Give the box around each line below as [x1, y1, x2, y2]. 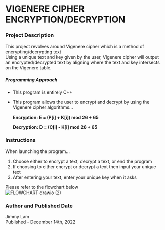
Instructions [5, 137, 36, 144]
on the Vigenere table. [5, 65, 52, 71]
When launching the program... [5, 148, 70, 155]
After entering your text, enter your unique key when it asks [12, 174, 137, 180]
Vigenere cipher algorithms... [12, 104, 73, 110]
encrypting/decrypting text [5, 49, 62, 55]
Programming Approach [5, 76, 58, 83]
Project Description [5, 32, 54, 39]
